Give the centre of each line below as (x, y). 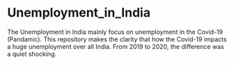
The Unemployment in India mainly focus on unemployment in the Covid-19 (115, 32)
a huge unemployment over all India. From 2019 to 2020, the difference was (116, 46)
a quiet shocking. (32, 54)
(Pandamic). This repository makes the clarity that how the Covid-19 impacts (117, 39)
